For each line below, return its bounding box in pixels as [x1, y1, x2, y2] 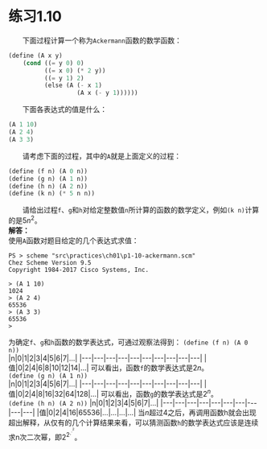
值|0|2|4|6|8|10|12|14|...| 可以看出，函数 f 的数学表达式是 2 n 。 [8, 363, 209, 373]
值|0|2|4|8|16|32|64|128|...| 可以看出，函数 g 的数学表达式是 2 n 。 [8, 387, 219, 398]
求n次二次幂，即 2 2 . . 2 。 [8, 426, 82, 443]
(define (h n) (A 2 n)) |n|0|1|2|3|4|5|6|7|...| [8, 398, 159, 407]
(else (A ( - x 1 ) [43, 81, 103, 89]
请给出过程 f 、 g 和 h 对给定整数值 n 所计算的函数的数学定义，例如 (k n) [23, 205, 245, 215]
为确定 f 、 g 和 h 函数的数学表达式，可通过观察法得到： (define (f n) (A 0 [8, 337, 249, 347]
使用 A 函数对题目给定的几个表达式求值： [8, 235, 139, 245]
